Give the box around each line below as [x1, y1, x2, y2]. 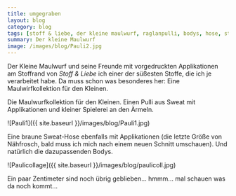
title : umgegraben [7, 10, 61, 17]
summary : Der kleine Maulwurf [7, 36, 96, 43]
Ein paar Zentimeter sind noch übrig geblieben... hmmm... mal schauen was [7, 174, 226, 183]
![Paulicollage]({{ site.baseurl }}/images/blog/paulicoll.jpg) [7, 161, 176, 169]
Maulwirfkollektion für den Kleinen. [7, 85, 109, 92]
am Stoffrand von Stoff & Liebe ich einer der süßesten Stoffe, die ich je [7, 69, 212, 78]
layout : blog [7, 17, 46, 24]
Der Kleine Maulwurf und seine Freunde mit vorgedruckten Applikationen [7, 62, 219, 70]
